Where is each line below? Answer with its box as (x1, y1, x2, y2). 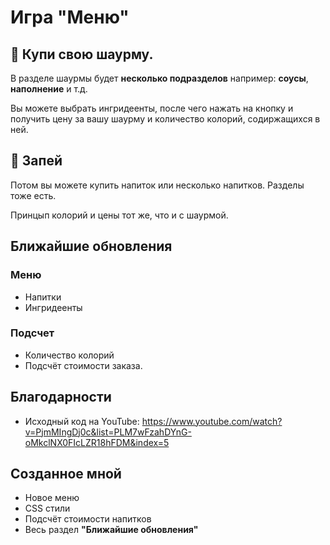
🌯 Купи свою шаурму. (10, 46, 154, 63)
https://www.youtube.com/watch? (141, 415, 283, 427)
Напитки (24, 291, 62, 303)
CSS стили (24, 502, 71, 515)
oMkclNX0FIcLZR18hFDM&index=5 (24, 436, 170, 448)
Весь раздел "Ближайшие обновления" (24, 524, 199, 536)
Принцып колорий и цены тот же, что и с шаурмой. (10, 209, 229, 221)
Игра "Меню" (10, 6, 130, 29)
